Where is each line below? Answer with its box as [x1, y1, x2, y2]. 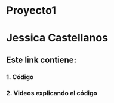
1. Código [6, 72, 34, 81]
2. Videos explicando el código [6, 89, 97, 97]
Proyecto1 [6, 4, 57, 17]
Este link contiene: [6, 54, 76, 65]
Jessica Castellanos [6, 31, 109, 45]
